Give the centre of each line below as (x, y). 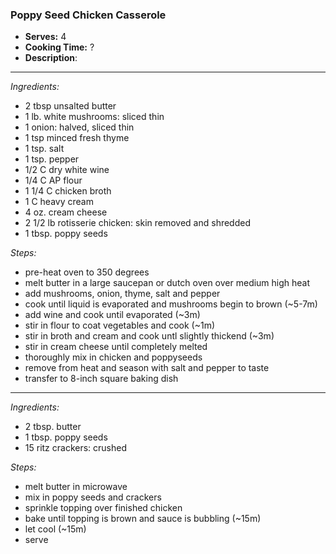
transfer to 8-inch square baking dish (101, 379)
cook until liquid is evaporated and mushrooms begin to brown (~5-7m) (171, 304)
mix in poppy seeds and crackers (93, 497)
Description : (51, 58)
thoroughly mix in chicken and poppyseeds (113, 357)
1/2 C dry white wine (67, 170)
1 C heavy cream (59, 202)
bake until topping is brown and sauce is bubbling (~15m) (143, 519)
